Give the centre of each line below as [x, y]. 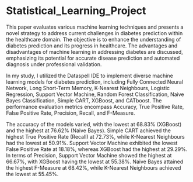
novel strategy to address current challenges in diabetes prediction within [94, 33]
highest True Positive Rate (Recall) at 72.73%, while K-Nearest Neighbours [95, 136]
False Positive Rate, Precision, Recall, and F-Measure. [71, 113]
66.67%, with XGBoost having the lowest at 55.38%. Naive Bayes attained [95, 162]
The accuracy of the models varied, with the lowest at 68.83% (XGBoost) [94, 124]
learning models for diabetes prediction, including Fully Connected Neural [95, 82]
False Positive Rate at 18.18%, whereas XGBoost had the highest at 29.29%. [97, 149]
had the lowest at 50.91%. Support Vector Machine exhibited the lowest [92, 143]
